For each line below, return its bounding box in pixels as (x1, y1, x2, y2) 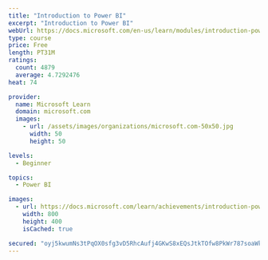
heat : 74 (8, 78, 37, 86)
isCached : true (22, 225, 73, 233)
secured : (8, 239, 37, 247)
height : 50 (29, 137, 66, 145)
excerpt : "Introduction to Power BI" (8, 19, 134, 27)
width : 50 (29, 130, 62, 138)
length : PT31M (8, 49, 56, 57)
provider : (8, 93, 41, 100)
